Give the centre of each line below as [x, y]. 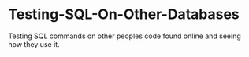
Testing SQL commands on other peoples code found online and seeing [125, 36]
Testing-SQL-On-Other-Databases [124, 14]
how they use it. [34, 44]
